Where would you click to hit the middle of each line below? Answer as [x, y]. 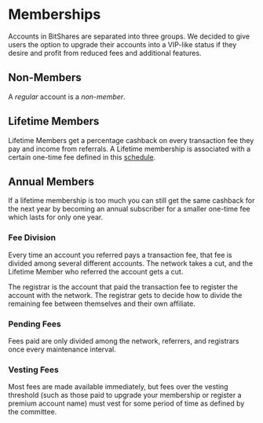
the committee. [33, 412]
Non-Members [45, 77]
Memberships [55, 15]
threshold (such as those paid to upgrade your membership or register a [125, 395]
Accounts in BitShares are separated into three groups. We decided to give [129, 36]
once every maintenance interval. [62, 349]
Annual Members [51, 181]
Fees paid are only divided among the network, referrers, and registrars [124, 340]
